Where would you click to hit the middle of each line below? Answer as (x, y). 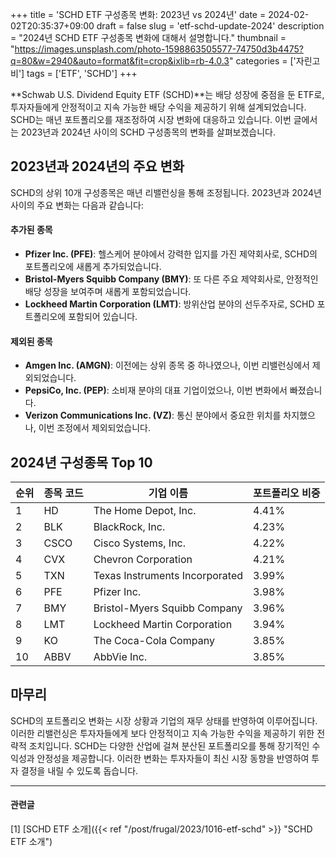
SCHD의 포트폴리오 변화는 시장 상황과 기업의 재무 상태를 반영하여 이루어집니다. (164, 720)
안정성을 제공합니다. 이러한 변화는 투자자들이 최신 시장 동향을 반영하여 (173, 758)
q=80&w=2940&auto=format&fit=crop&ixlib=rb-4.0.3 (120, 61)
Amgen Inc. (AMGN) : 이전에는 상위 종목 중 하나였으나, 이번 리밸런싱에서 (167, 365)
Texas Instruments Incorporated (168, 576)
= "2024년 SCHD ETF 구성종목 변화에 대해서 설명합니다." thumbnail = (148, 37)
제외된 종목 (31, 341)
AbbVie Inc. (120, 657)
